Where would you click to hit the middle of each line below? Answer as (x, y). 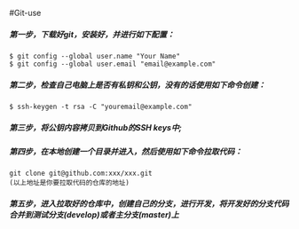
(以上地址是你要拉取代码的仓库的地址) (70, 183)
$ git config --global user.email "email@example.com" (113, 64)
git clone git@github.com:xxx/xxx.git (81, 174)
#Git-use (25, 13)
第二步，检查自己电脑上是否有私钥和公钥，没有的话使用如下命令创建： (138, 84)
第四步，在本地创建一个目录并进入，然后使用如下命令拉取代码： (126, 151)
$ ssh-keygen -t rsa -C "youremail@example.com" (101, 107)
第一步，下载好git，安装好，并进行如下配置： (92, 34)
